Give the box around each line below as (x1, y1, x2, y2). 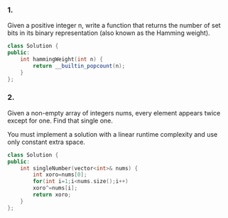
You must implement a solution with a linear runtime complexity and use (7, 130, 218, 138)
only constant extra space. (7, 137, 85, 146)
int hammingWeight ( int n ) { (20, 56, 103, 63)
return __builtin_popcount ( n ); (33, 62, 126, 69)
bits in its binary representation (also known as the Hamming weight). (7, 28, 211, 37)
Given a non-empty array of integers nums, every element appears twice (7, 108, 221, 117)
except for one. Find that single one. (7, 116, 114, 125)
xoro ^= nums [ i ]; (33, 185, 78, 192)
